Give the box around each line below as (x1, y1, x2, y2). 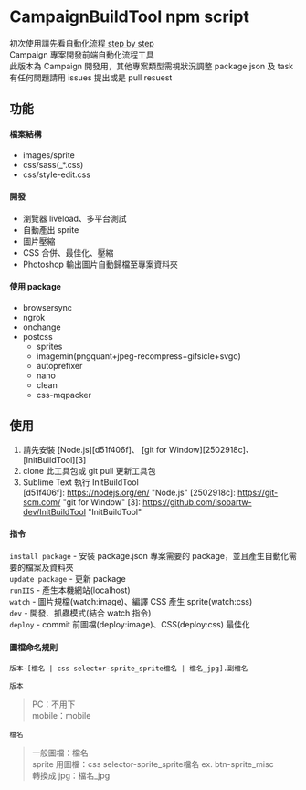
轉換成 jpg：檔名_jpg (31, 770, 111, 782)
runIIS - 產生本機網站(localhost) (9, 585, 131, 595)
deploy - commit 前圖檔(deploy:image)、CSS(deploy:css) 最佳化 (9, 618, 250, 629)
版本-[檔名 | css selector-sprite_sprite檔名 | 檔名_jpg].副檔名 (9, 664, 248, 673)
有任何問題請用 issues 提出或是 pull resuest (9, 71, 173, 83)
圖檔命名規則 (9, 641, 58, 652)
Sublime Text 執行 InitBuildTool (22, 477, 139, 488)
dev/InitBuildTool (22, 506, 87, 517)
